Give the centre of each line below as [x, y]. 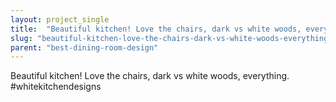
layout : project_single [60, 19]
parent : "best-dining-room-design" [84, 47]
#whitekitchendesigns [56, 87]
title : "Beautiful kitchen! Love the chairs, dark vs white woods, [156, 29]
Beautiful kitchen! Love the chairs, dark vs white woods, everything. [150, 76]
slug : [21, 38]
